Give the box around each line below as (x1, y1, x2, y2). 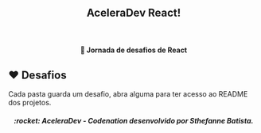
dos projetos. (8, 98, 52, 108)
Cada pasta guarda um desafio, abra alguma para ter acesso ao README (8, 89, 248, 99)
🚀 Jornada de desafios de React (80, 45, 188, 55)
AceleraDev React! (86, 6, 181, 20)
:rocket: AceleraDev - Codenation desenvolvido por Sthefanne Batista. (14, 116, 254, 125)
